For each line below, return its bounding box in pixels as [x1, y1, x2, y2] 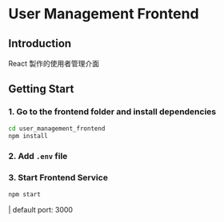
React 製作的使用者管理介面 [8, 59, 100, 68]
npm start [8, 190, 42, 198]
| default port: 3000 [8, 204, 74, 214]
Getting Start [8, 82, 74, 96]
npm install [8, 132, 48, 140]
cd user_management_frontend [8, 125, 106, 133]
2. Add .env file [8, 151, 68, 162]
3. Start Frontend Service [8, 172, 108, 184]
